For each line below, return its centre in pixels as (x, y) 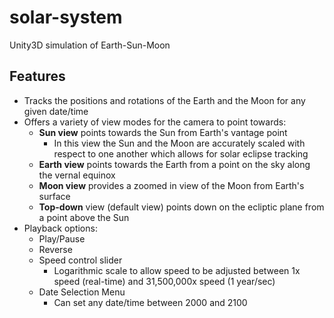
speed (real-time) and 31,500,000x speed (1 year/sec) (164, 281)
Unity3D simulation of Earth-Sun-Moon (90, 45)
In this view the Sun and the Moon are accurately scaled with (179, 143)
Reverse (55, 249)
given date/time (56, 111)
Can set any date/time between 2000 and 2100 (150, 302)
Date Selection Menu (82, 292)
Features (37, 76)
